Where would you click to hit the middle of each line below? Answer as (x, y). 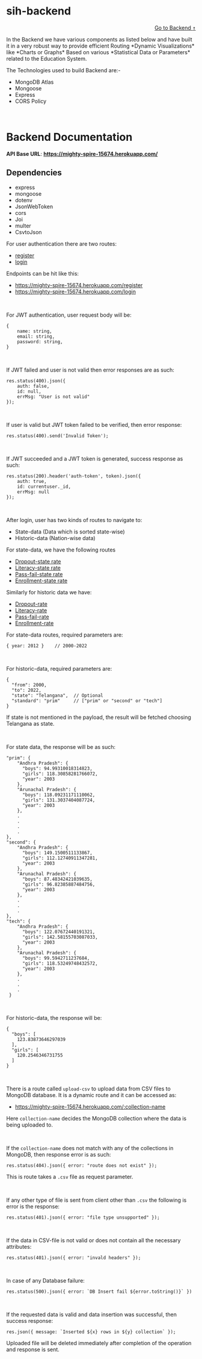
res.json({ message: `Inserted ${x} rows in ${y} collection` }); (91, 1332)
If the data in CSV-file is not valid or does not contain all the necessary (93, 1240)
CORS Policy (31, 101)
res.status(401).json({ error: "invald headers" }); (74, 1258)
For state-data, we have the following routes (61, 550)
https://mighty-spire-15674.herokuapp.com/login (75, 291)
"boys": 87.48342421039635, (57, 879)
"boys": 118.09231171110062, (59, 795)
